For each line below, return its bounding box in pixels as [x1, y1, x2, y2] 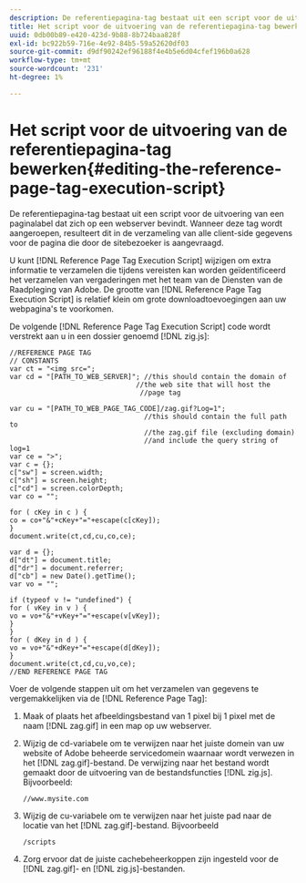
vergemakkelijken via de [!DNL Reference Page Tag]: [9, 693, 208, 703]
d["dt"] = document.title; [9, 555, 112, 565]
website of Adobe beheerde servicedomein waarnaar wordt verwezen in [22, 747, 295, 758]
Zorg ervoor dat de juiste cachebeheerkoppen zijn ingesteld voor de [22, 853, 280, 864]
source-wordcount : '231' [9, 65, 104, 74]
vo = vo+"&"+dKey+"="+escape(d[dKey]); [9, 643, 161, 652]
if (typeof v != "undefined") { [9, 595, 132, 604]
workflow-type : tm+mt [9, 56, 92, 65]
